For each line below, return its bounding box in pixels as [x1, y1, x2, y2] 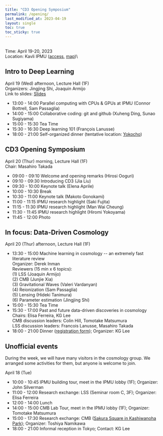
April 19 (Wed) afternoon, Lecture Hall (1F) [5, 80, 89, 86]
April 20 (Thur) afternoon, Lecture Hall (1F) [5, 241, 91, 247]
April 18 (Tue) [5, 370, 32, 376]
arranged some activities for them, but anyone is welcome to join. [5, 361, 136, 366]
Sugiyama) [12, 115, 34, 122]
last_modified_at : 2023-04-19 [5, 16, 67, 21]
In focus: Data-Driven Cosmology [5, 228, 109, 236]
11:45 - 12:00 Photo [12, 214, 51, 220]
